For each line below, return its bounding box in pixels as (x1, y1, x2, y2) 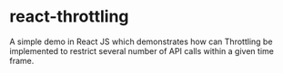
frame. (9, 55, 35, 66)
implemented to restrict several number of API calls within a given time (9, 45, 275, 56)
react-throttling (9, 6, 129, 27)
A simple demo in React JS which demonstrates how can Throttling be (9, 36, 273, 47)
